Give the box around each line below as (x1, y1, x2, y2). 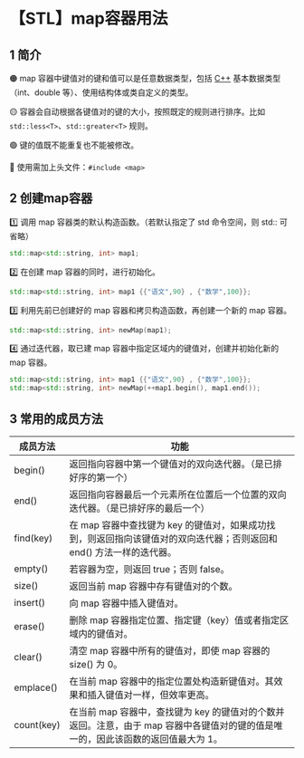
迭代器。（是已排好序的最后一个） (69, 502, 210, 514)
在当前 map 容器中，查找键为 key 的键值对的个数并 (69, 705, 285, 718)
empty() (14, 562, 49, 575)
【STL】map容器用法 (9, 8, 169, 29)
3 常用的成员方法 (9, 411, 104, 427)
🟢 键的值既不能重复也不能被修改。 (9, 139, 138, 150)
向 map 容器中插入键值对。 (69, 597, 184, 609)
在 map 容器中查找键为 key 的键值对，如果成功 (69, 519, 267, 531)
